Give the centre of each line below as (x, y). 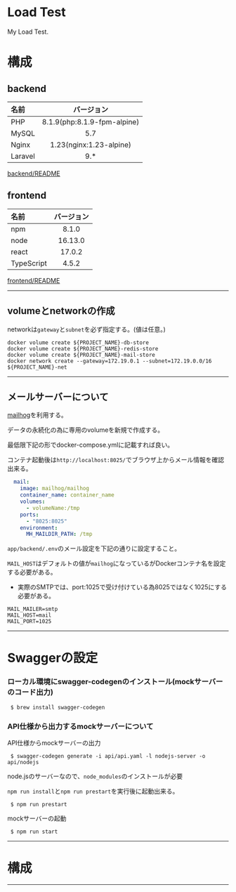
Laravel (23, 156)
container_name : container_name (67, 495)
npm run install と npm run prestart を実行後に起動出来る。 (93, 792)
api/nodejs (23, 763)
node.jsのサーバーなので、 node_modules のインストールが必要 (95, 776)
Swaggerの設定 (53, 658)
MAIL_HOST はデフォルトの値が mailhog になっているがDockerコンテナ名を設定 (117, 563)
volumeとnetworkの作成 (61, 311)
